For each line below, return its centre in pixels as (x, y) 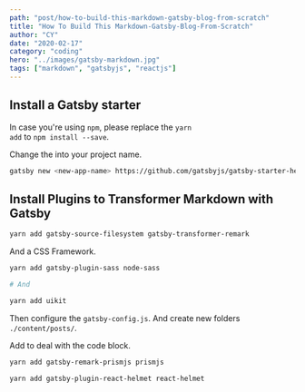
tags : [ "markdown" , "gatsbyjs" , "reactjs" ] (93, 69)
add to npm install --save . (59, 136)
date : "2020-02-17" (46, 43)
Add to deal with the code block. (70, 345)
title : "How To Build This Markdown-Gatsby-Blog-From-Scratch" (132, 26)
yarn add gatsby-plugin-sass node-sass (85, 269)
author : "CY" (34, 34)
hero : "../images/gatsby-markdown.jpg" (85, 60)
